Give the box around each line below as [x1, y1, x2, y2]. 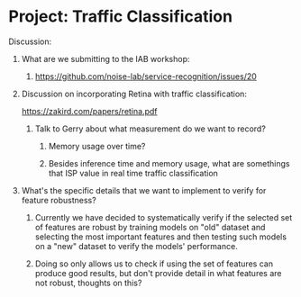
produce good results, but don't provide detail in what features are [34, 267, 282, 278]
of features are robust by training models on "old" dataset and [34, 221, 266, 232]
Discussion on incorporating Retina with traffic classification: [21, 88, 247, 99]
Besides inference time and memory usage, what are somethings [48, 157, 290, 168]
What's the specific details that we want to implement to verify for [21, 184, 267, 195]
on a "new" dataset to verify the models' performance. [34, 240, 238, 251]
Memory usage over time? [48, 140, 146, 151]
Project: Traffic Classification [8, 6, 233, 27]
